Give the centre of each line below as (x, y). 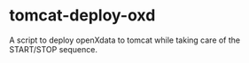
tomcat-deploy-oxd (82, 16)
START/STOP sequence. (53, 49)
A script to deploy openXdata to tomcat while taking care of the (125, 40)
